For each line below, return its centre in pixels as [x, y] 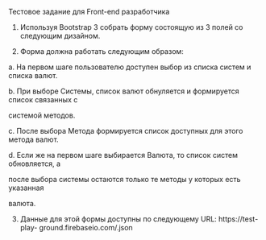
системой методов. [42, 115]
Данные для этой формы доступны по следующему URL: [118, 219]
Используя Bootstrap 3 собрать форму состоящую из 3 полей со [131, 27]
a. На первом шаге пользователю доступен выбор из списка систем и [130, 67]
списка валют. [33, 75]
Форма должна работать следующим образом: [102, 51]
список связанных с [43, 99]
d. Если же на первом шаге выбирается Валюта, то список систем [123, 155]
